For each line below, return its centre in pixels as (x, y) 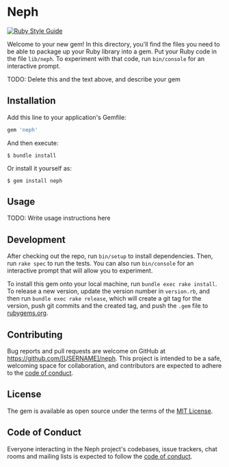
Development (37, 239)
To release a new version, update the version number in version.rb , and (109, 291)
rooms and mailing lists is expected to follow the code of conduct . (100, 456)
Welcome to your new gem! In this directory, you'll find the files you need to (113, 44)
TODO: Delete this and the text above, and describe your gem (94, 79)
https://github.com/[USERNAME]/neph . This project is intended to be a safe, (114, 358)
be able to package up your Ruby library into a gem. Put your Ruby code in (112, 51)
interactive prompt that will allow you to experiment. (80, 270)
